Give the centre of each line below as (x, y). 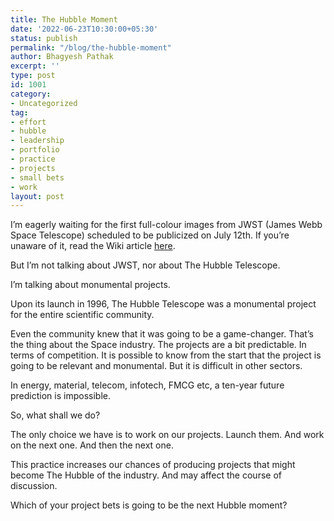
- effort (28, 122)
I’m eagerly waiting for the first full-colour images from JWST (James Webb (166, 225)
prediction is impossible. (60, 396)
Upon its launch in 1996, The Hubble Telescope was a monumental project (163, 304)
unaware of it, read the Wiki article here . (93, 246)
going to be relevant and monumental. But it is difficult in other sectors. (156, 366)
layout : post (37, 196)
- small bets (37, 177)
